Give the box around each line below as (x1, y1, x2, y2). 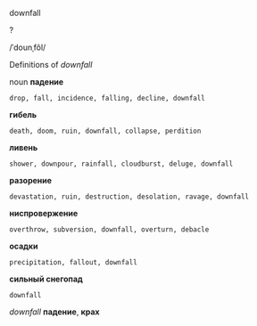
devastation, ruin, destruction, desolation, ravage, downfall (9, 192, 250, 201)
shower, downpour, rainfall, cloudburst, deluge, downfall (9, 159, 234, 168)
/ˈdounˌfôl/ (9, 42, 46, 53)
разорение (9, 175, 52, 185)
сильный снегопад (9, 273, 83, 284)
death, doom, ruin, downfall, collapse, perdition (9, 126, 202, 135)
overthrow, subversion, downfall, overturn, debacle (9, 225, 210, 234)
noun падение (9, 77, 64, 87)
